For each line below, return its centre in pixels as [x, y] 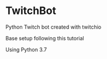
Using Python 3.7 [26, 49]
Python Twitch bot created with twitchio [53, 27]
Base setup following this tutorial [45, 38]
